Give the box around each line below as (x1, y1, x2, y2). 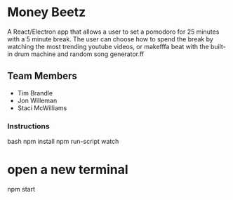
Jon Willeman (17, 96, 58, 105)
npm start (7, 185, 36, 193)
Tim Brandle (17, 88, 53, 97)
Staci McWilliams (17, 103, 67, 112)
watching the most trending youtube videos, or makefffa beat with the (7, 42, 209, 51)
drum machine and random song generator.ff (13, 50, 145, 58)
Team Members (7, 70, 77, 82)
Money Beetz (7, 4, 86, 20)
